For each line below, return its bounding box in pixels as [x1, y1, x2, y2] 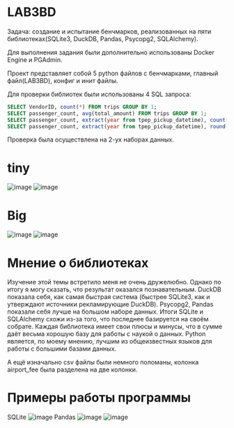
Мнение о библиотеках [7, 255, 149, 270]
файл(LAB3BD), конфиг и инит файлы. [7, 76, 118, 84]
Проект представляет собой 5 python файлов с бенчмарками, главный [7, 69, 219, 77]
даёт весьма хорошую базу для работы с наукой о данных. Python [7, 330, 206, 338]
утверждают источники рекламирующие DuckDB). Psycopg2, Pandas [7, 300, 214, 309]
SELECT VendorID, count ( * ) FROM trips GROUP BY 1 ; [7, 103, 157, 110]
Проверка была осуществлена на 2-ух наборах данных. [7, 135, 174, 144]
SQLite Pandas [7, 413, 76, 422]
